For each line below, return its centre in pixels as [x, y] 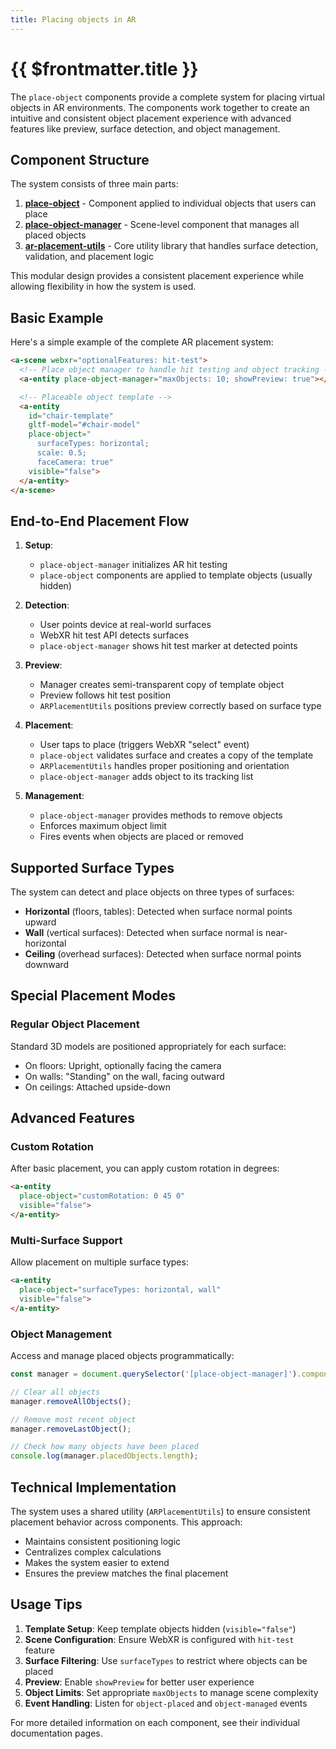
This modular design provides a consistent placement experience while [157, 276]
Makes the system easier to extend [97, 1562]
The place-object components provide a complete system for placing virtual [167, 97]
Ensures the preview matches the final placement [126, 1573]
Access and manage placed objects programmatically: [122, 1356]
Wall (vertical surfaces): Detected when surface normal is [143, 933]
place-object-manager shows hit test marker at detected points [168, 646]
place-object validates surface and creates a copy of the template [176, 755]
